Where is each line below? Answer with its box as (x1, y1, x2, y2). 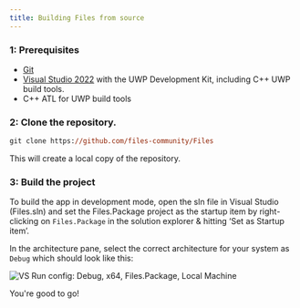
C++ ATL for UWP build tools (22, 93, 132, 104)
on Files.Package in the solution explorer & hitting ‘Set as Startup (40, 216, 284, 227)
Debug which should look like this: (9, 252, 134, 264)
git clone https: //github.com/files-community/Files (9, 137, 214, 146)
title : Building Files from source (9, 13, 145, 23)
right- (259, 206, 281, 217)
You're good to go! (9, 288, 80, 299)
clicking (9, 216, 39, 227)
